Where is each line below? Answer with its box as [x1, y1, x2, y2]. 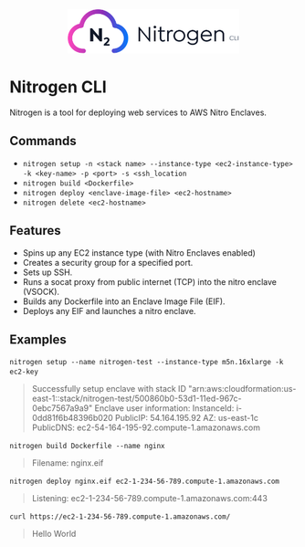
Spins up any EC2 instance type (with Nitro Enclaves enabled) [22, 247, 256, 258]
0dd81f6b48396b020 [31, 413, 114, 424]
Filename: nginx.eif [31, 458, 104, 468]
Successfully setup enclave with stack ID [31, 384, 187, 394]
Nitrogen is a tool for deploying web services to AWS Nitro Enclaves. [9, 107, 268, 118]
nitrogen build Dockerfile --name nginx [9, 442, 166, 451]
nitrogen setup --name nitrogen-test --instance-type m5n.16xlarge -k [9, 358, 284, 367]
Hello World [31, 529, 77, 540]
